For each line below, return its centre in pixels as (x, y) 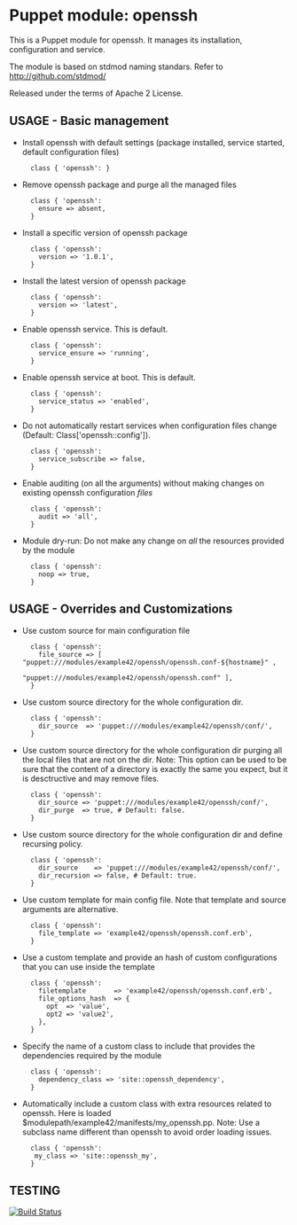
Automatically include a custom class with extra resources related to (147, 1104)
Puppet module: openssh (104, 16)
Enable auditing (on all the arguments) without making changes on (143, 483)
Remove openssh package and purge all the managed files (129, 184)
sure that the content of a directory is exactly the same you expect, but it (155, 769)
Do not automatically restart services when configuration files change (149, 425)
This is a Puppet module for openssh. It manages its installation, (126, 40)
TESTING (35, 1190)
